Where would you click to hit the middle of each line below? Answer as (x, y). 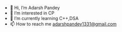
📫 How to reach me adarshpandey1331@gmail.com (63, 24)
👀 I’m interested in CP (32, 13)
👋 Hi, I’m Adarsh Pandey (35, 8)
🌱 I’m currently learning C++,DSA (44, 18)
